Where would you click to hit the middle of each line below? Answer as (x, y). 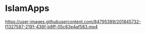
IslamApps (27, 8)
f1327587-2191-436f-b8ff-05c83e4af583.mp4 (52, 26)
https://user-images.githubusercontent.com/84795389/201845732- (73, 22)
